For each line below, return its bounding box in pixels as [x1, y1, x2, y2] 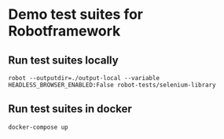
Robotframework [8, 22, 121, 40]
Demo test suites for [8, 5, 144, 24]
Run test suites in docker [8, 102, 132, 115]
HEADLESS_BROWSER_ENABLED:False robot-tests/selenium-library [8, 81, 216, 89]
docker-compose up [8, 123, 68, 131]
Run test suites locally [8, 53, 119, 67]
